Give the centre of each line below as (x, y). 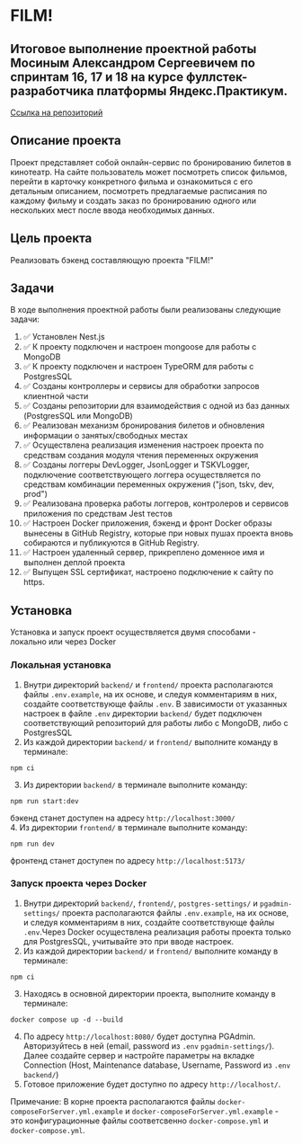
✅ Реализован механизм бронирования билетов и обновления (144, 426)
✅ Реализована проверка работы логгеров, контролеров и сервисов (156, 503)
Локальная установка (61, 665)
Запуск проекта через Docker (79, 883)
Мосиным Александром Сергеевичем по (133, 62)
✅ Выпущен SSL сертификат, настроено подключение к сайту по (148, 572)
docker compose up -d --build (67, 1020)
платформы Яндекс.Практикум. (192, 91)
